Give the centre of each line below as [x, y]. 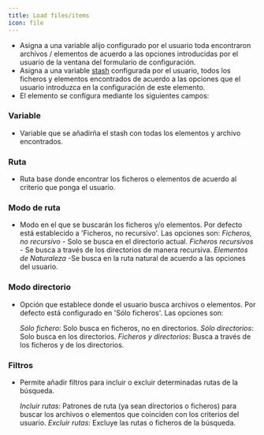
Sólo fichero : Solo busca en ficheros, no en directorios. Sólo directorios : [136, 328]
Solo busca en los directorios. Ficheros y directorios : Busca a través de [135, 336]
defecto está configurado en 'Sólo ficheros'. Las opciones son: [121, 313]
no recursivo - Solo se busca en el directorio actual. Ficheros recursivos [136, 242]
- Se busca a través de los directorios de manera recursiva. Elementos [134, 250]
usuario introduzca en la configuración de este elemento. [112, 87]
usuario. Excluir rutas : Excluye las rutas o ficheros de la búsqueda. [128, 422]
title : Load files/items [49, 15]
